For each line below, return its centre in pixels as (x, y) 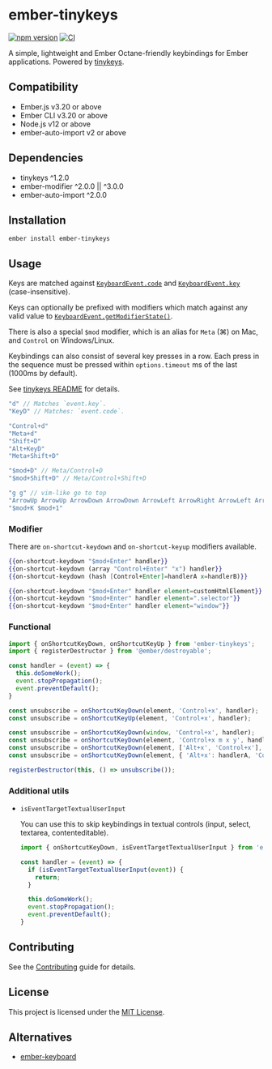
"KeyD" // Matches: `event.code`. (67, 412)
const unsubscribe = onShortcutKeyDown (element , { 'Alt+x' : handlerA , (130, 755)
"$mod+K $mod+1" (36, 508)
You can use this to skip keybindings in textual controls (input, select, (135, 824)
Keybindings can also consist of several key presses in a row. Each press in (134, 356)
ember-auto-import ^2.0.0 (63, 195)
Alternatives (40, 1037)
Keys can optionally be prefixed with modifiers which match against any (128, 308)
